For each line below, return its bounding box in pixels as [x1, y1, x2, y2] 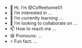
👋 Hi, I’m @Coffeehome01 [9, 5, 63, 10]
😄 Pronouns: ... [9, 33, 42, 39]
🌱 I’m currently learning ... [9, 15, 63, 21]
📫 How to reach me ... [9, 26, 56, 31]
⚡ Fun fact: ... [9, 38, 37, 44]
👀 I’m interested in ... [9, 10, 52, 16]
